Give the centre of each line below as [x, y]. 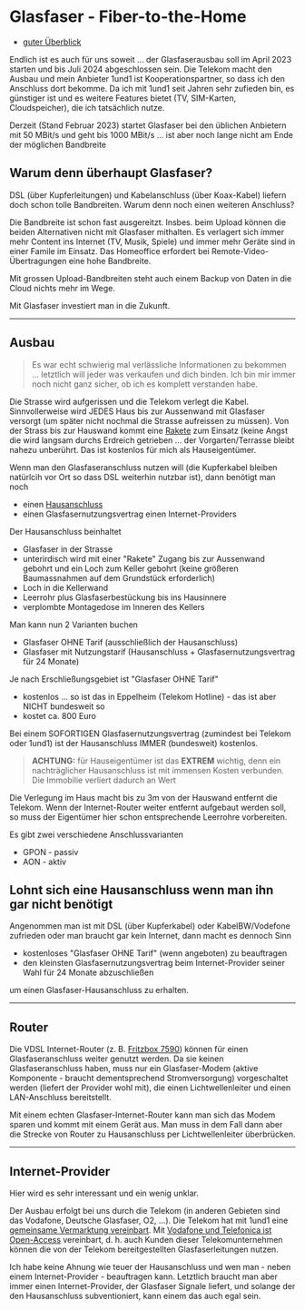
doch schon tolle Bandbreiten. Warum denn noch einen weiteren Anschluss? [152, 204]
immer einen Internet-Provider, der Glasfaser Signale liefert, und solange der [152, 1286]
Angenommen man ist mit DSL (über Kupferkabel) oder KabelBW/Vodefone [150, 926]
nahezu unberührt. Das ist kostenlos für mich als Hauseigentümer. [133, 449]
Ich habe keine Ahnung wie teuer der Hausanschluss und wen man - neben [150, 1267]
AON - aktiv [44, 862]
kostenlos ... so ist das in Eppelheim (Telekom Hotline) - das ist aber [149, 696]
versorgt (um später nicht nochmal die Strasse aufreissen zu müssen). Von [149, 420]
